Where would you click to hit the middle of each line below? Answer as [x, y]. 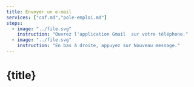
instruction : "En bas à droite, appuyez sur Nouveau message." [99, 46]
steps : [15, 23]
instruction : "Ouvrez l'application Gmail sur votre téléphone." [103, 34]
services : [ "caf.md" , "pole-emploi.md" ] [57, 18]
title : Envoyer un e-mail [39, 12]
